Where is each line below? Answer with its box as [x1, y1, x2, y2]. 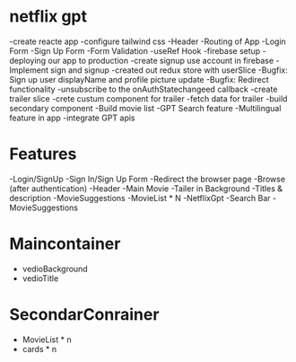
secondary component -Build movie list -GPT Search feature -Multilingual [9, 102, 282, 113]
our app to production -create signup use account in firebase [48, 55, 274, 66]
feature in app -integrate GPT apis [9, 112, 136, 123]
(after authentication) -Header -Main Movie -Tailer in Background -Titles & [9, 182, 283, 194]
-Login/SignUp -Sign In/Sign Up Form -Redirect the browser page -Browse [9, 173, 285, 184]
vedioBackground [22, 263, 88, 274]
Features [9, 144, 77, 164]
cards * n [22, 343, 57, 354]
